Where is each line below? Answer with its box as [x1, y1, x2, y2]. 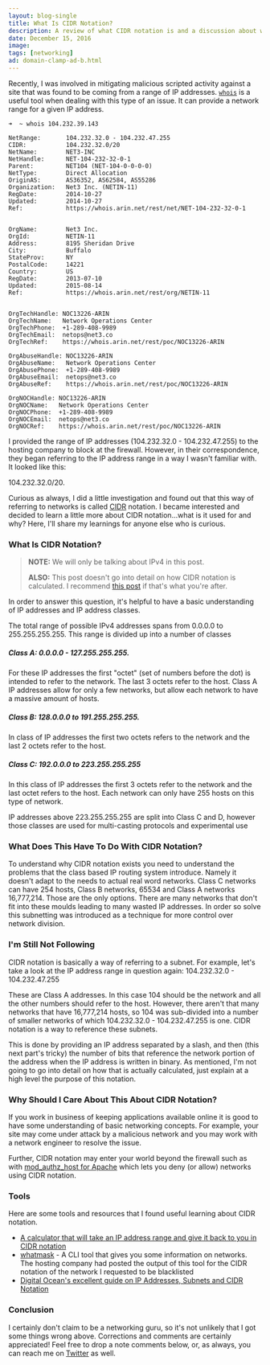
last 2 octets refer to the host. [8, 741, 107, 751]
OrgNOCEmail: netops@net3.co [8, 415, 110, 423]
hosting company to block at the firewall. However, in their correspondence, [8, 445, 260, 454]
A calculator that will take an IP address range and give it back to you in [19, 1233, 257, 1243]
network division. [8, 919, 66, 928]
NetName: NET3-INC [8, 148, 95, 156]
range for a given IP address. [8, 104, 104, 113]
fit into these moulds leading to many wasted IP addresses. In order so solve [8, 902, 261, 912]
